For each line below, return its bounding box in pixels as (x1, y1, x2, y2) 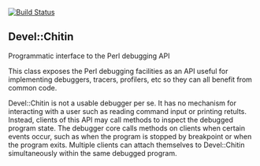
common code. (8, 83, 58, 92)
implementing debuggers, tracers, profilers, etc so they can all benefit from (8, 75, 252, 84)
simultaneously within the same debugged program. (8, 148, 177, 157)
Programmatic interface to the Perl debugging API (8, 51, 170, 61)
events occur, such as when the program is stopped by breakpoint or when (8, 131, 252, 141)
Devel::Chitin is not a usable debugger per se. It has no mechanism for (8, 98, 236, 108)
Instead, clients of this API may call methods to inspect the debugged (8, 115, 234, 124)
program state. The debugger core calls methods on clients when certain (8, 123, 246, 133)
